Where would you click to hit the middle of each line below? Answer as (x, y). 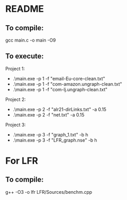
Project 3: (16, 125)
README (25, 9)
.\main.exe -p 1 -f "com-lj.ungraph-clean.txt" (60, 89)
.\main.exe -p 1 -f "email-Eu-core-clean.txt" (59, 78)
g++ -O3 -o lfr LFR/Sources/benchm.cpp (49, 192)
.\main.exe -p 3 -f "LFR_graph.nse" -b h (55, 140)
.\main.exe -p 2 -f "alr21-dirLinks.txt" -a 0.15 (59, 109)
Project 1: (15, 68)
